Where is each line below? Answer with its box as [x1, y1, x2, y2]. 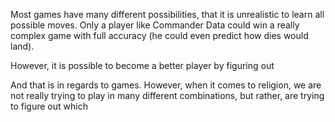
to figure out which [10, 100, 88, 112]
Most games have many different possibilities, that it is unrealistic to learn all [10, 9, 325, 20]
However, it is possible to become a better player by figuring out [10, 60, 275, 71]
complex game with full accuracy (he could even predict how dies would [10, 30, 309, 41]
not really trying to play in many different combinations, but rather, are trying [10, 90, 325, 101]
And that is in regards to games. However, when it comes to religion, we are [10, 79, 322, 91]
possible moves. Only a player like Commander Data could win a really [10, 19, 300, 31]
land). [10, 40, 35, 52]
